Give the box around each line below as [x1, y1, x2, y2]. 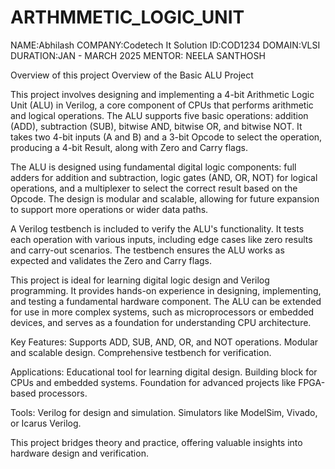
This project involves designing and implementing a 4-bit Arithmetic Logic [10, 88, 315, 100]
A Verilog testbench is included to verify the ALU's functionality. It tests [10, 222, 305, 235]
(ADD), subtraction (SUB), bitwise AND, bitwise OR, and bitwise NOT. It [10, 120, 303, 132]
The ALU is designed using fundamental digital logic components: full [10, 161, 297, 173]
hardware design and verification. [10, 447, 149, 459]
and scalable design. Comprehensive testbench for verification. [10, 346, 272, 358]
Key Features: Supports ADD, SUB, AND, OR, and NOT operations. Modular [10, 336, 319, 348]
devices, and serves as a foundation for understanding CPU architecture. [10, 316, 312, 328]
